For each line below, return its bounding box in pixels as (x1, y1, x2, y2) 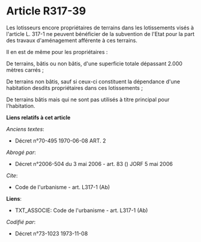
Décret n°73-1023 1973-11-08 (14, 229, 88, 237)
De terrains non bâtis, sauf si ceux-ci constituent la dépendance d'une (6, 78, 181, 85)
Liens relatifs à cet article (6, 114, 71, 121)
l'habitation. (6, 102, 35, 109)
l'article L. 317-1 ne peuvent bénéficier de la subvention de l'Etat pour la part (6, 30, 195, 37)
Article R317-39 (6, 4, 86, 18)
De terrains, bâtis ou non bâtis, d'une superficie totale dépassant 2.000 (6, 60, 183, 67)
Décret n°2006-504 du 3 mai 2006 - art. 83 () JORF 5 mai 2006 (14, 160, 173, 167)
